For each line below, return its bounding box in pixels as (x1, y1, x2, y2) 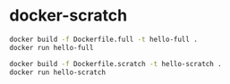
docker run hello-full (9, 43, 94, 52)
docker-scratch (9, 5, 128, 26)
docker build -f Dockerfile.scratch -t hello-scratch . (9, 59, 222, 68)
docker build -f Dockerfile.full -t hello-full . (9, 35, 199, 44)
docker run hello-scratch (9, 68, 106, 77)
